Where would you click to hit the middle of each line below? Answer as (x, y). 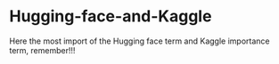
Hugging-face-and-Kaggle (111, 16)
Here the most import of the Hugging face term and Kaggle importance (139, 41)
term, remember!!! (42, 50)
